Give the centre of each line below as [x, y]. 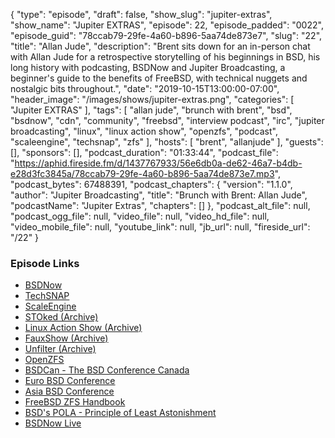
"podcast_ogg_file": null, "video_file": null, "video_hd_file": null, [140, 216]
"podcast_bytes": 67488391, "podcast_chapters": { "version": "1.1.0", [151, 184]
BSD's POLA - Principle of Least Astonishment [120, 413]
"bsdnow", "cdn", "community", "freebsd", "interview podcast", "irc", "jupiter [167, 120]
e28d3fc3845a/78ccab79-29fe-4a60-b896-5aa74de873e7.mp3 [142, 173]
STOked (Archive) [61, 317]
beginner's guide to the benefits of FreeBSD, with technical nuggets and [159, 78]
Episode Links [45, 263]
